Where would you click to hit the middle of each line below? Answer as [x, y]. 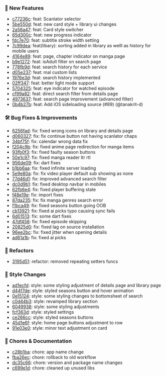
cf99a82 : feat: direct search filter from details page [65, 94]
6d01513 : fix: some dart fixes [42, 216]
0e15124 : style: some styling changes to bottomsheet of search [77, 296]
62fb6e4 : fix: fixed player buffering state [54, 189]
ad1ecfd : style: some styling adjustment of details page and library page [87, 286]
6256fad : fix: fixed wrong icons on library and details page [72, 131]
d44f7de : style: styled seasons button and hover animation [73, 291]
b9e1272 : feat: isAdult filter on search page [56, 62]
